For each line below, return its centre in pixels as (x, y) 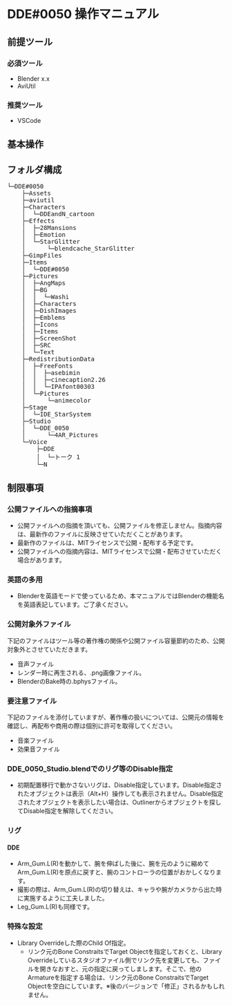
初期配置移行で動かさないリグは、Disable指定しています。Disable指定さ (119, 785)
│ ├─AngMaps (43, 283)
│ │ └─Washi (46, 297)
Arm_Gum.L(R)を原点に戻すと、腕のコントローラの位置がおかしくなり (116, 872)
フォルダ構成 (35, 170)
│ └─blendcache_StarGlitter (78, 249)
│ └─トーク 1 (58, 457)
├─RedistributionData (58, 359)
